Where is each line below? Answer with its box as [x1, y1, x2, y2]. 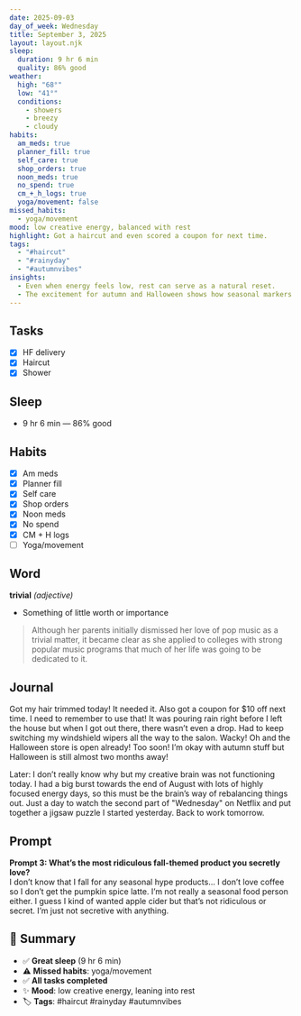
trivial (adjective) [9, 590, 74, 600]
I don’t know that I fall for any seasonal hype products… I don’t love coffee [9, 876, 285, 888]
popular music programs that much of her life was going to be [31, 644, 261, 654]
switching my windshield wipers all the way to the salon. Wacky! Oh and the [9, 732, 291, 744]
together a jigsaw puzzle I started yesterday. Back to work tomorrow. [9, 808, 265, 819]
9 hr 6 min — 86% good [22, 418, 113, 429]
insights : [9, 273, 47, 282]
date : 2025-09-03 [9, 13, 75, 23]
